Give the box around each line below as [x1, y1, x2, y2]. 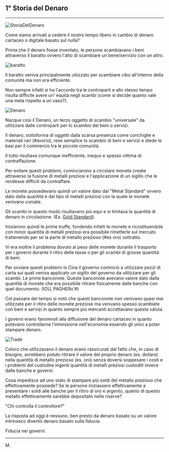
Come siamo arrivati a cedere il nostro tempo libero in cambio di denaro [5, 32, 154, 38]
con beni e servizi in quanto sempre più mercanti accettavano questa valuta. [5, 306, 163, 312]
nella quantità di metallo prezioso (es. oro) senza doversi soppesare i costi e [5, 356, 163, 363]
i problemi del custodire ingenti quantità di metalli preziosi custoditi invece [5, 362, 159, 368]
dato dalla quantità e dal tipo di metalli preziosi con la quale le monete [5, 193, 150, 199]
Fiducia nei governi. [5, 427, 46, 434]
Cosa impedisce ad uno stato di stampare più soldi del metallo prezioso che [5, 377, 162, 383]
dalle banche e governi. [5, 367, 54, 374]
